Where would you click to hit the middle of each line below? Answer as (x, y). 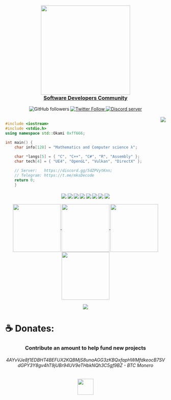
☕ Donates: (30, 328)
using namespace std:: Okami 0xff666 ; (45, 133)
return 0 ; (25, 180)
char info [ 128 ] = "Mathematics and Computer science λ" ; (76, 147)
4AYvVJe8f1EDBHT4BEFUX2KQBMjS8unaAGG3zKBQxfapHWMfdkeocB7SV (85, 360)
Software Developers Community (85, 98)
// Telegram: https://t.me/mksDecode (54, 176)
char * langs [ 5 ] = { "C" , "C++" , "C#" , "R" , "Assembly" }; (77, 156)
